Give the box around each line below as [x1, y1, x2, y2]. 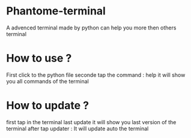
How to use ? [6, 52, 72, 65]
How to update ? [6, 99, 89, 112]
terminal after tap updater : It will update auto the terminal [6, 125, 149, 132]
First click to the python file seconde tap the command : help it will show [6, 71, 186, 79]
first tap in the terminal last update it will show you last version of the [6, 118, 177, 125]
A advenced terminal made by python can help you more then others [6, 24, 177, 31]
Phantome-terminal [6, 4, 106, 18]
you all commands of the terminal [6, 77, 89, 85]
